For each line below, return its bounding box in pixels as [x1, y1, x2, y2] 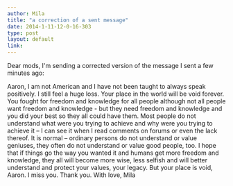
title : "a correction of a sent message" [7, 17, 129, 24]
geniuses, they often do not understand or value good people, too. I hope [7, 142, 216, 149]
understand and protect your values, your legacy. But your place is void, [7, 164, 213, 171]
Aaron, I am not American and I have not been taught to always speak [7, 83, 206, 90]
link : [7, 42, 23, 49]
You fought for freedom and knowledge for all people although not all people [7, 97, 226, 105]
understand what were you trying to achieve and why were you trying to [7, 119, 213, 127]
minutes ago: [7, 69, 45, 77]
